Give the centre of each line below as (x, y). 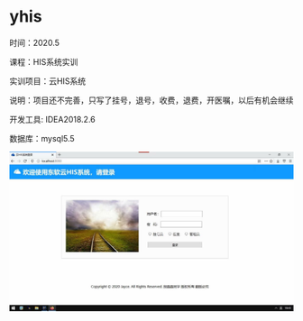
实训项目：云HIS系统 (48, 81)
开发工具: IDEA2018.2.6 (53, 119)
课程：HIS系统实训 (44, 61)
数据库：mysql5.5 (42, 138)
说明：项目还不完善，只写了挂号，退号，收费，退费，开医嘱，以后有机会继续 (151, 100)
